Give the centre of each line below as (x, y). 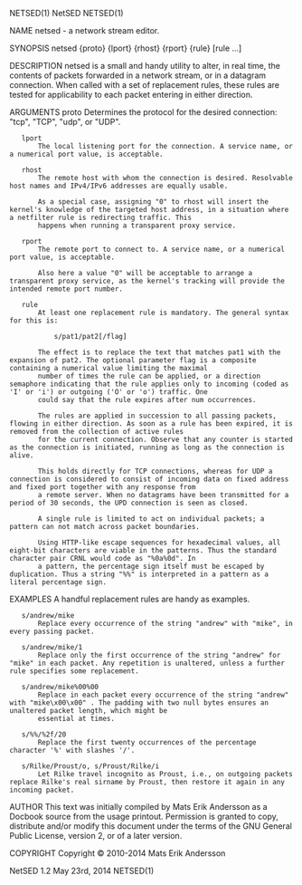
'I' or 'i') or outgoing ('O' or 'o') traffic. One (109, 392)
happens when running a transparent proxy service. (137, 226)
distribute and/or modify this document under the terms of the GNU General (151, 826)
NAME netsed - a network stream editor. (85, 30)
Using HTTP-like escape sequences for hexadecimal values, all (159, 543)
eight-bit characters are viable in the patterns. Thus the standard (143, 551)
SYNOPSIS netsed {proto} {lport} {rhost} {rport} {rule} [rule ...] (126, 48)
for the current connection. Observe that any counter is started (165, 439)
